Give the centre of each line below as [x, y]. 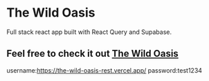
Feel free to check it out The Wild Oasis [93, 54]
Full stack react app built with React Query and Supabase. [89, 32]
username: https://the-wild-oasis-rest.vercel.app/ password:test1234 [104, 70]
